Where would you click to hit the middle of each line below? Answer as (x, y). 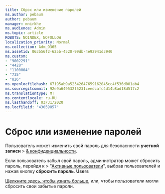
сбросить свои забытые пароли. (40, 186)
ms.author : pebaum (24, 14)
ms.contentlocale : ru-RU (31, 98)
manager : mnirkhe (23, 24)
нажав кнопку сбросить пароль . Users (47, 171)
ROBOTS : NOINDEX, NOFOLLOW (33, 38)
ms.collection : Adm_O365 (31, 47)
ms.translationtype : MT (30, 93)
